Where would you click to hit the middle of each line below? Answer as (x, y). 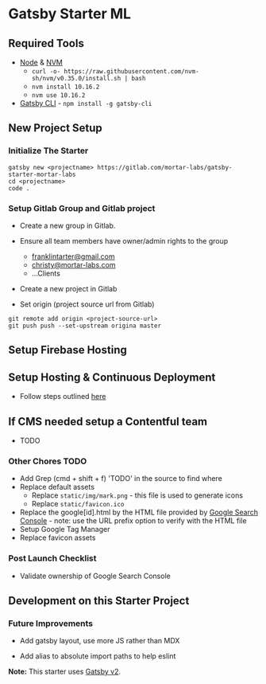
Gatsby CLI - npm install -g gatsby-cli (86, 103)
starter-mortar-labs (42, 174)
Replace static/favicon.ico (78, 504)
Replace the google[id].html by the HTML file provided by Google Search (139, 512)
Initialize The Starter (48, 150)
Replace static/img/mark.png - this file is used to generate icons (137, 495)
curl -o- (46, 72)
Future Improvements (51, 623)
